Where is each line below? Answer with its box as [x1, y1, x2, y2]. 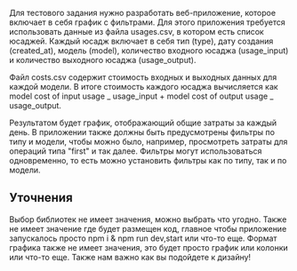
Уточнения [9, 190, 73, 205]
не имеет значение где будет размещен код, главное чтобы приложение [9, 223, 287, 234]
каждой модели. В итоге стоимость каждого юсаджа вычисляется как [9, 82, 278, 92]
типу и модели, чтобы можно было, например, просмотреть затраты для [9, 137, 288, 147]
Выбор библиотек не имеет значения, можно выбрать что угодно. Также [9, 213, 287, 225]
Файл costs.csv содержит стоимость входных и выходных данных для [9, 72, 277, 83]
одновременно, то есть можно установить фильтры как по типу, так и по [9, 155, 287, 165]
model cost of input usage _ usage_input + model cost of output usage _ [9, 91, 274, 101]
